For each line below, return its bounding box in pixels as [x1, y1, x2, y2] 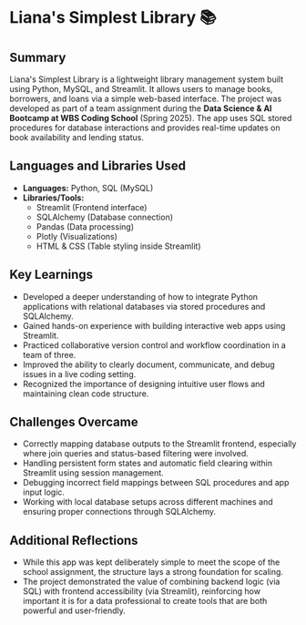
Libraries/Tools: [22, 192, 85, 203]
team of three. [22, 349, 76, 360]
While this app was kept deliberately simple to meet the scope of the [22, 557, 280, 568]
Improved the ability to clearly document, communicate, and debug [22, 359, 275, 370]
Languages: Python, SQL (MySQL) [22, 182, 154, 193]
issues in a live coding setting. [22, 368, 137, 379]
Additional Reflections [9, 532, 138, 548]
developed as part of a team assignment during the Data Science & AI [9, 103, 272, 114]
